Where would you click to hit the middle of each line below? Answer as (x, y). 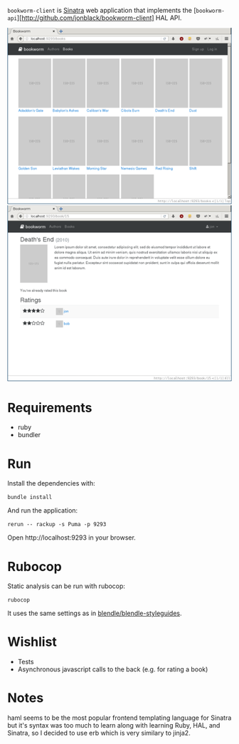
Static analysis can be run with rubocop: (67, 586)
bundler (29, 435)
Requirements (50, 408)
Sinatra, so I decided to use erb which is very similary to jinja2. (99, 733)
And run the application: (43, 510)
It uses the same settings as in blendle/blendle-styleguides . (95, 613)
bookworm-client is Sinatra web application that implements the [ (102, 10)
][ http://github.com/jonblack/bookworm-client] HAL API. (99, 18)
